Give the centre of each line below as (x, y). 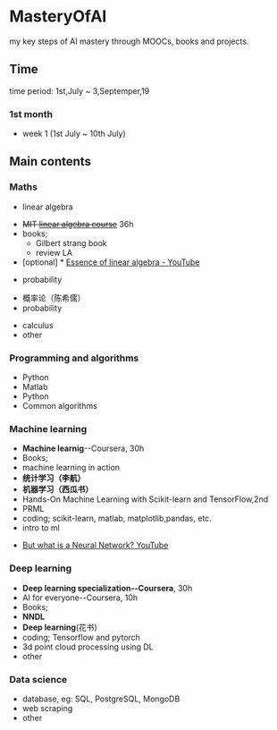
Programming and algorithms (74, 358)
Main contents (50, 161)
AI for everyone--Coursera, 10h (80, 598)
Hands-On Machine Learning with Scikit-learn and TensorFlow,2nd (145, 499)
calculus (38, 325)
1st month (31, 114)
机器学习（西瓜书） (58, 489)
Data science (38, 679)
